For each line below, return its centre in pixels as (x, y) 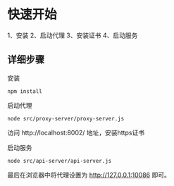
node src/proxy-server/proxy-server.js (66, 118)
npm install (25, 91)
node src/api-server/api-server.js (60, 161)
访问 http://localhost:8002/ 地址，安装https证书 (76, 132)
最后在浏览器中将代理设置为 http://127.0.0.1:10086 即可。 (89, 175)
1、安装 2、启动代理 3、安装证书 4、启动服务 (73, 35)
